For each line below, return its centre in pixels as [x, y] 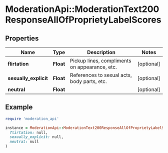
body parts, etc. [88, 81]
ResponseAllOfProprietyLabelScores [83, 20]
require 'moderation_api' [32, 118]
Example [19, 107]
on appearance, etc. [93, 67]
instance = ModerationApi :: [34, 128]
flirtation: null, [29, 132]
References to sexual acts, [101, 75]
